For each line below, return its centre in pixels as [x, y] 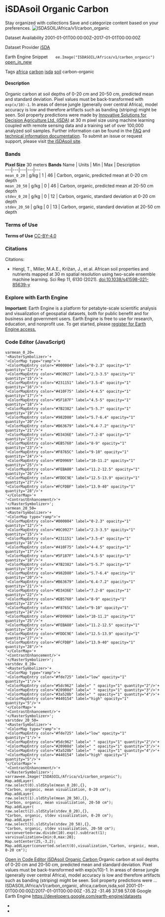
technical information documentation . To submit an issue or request [74, 136]
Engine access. [20, 329]
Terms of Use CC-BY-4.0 [31, 235]
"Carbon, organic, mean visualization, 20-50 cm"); [59, 802]
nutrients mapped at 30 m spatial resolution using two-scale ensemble [84, 274]
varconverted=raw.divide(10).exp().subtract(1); [56, 833]
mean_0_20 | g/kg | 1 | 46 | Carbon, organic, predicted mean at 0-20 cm [76, 175]
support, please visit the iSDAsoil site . [43, 141]
